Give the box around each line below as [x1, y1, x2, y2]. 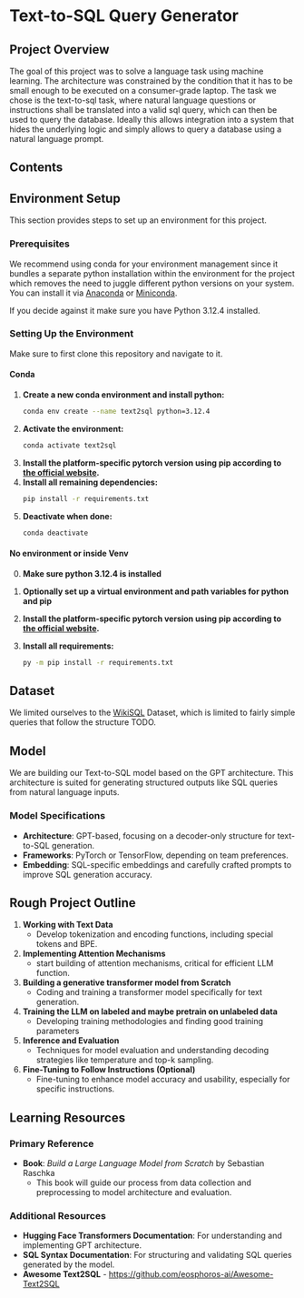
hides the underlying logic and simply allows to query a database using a [9, 124, 282, 135]
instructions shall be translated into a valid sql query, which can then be [9, 105, 278, 115]
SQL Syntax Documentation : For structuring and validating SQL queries [22, 1250, 292, 1261]
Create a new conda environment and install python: [22, 389, 225, 400]
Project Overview [9, 42, 110, 57]
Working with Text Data [22, 920, 113, 931]
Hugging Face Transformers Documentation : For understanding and [22, 1230, 283, 1242]
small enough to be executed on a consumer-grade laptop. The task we [9, 86, 277, 96]
